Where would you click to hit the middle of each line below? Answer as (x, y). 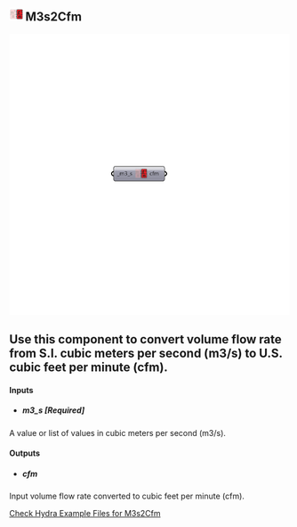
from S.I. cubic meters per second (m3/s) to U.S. (146, 354)
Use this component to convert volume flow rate (145, 339)
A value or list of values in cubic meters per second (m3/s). (118, 432)
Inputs (21, 390)
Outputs (25, 453)
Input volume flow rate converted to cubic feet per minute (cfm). (127, 496)
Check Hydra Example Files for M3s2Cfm (85, 514)
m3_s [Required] (53, 410)
